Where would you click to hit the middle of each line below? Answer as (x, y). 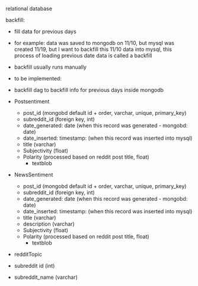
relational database (29, 9)
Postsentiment (32, 101)
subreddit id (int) (34, 266)
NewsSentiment (33, 175)
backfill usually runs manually (50, 67)
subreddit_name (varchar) (46, 277)
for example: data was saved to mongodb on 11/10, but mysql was (94, 43)
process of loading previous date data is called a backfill (83, 55)
